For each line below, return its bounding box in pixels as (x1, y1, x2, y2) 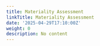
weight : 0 (6, 25, 31, 32)
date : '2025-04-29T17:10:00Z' (6, 20, 82, 26)
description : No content (6, 31, 68, 37)
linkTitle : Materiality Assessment (6, 14, 95, 20)
